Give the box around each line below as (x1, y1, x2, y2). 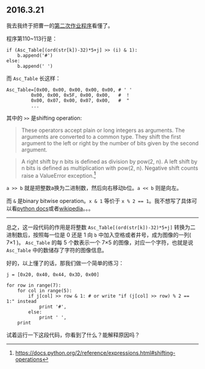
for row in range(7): (6, 282, 62, 289)
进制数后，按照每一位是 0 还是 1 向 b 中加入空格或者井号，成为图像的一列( (6, 232, 192, 239)
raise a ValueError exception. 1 (21, 170, 96, 179)
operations (15, 356, 43, 363)
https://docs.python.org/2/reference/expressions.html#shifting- (15, 349, 176, 357)
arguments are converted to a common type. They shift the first (21, 133, 181, 140)
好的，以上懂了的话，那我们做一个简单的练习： (6, 260, 124, 267)
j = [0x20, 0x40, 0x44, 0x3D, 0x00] (6, 272, 99, 278)
